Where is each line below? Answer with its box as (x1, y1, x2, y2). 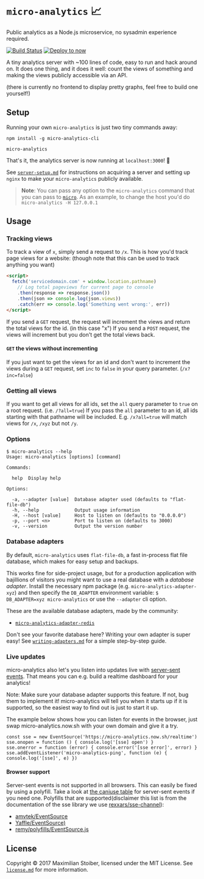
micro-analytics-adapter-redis (15, 620, 95, 626)
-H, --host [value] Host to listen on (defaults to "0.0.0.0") (12, 513, 187, 519)
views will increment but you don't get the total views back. (6, 331, 155, 338)
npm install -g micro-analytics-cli (6, 135, 99, 141)
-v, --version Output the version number (12, 524, 143, 530)
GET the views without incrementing (6, 345, 98, 352)
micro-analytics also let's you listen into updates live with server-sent (6, 666, 181, 673)
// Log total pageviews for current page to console (17, 284, 154, 290)
